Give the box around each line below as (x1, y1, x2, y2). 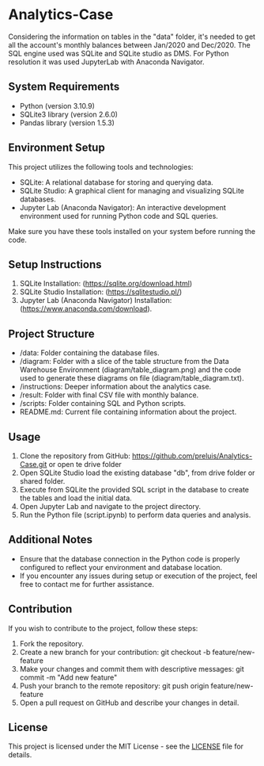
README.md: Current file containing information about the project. (19, 407, 237, 417)
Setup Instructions (8, 258, 102, 271)
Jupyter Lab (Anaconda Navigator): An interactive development (19, 202, 227, 212)
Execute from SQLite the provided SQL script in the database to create (19, 485, 250, 494)
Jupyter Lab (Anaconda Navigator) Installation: (19, 296, 172, 305)
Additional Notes (8, 533, 93, 546)
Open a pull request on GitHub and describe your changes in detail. (19, 698, 239, 707)
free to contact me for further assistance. (19, 579, 155, 588)
